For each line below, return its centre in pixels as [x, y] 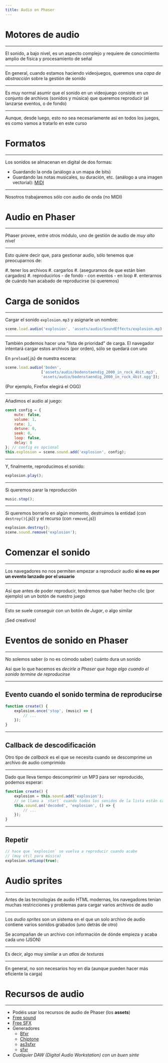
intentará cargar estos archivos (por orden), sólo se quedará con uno [76, 348]
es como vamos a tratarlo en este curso [46, 123]
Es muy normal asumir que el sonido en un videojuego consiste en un [77, 93]
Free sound [24, 1018]
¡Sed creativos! [21, 620]
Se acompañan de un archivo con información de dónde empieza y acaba [81, 934]
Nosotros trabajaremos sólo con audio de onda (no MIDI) [64, 197]
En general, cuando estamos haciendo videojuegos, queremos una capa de [83, 73]
